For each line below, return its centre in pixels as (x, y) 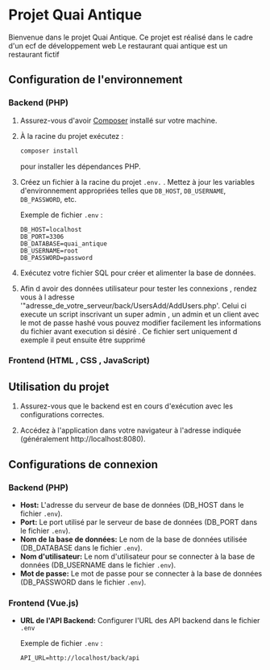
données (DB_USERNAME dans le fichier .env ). (98, 565)
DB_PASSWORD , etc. (48, 199)
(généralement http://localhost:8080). (83, 439)
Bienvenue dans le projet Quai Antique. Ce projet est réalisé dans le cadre (131, 37)
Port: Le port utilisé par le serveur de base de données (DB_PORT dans (139, 521)
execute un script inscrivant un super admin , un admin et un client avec (139, 314)
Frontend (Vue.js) (44, 603)
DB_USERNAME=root (49, 251)
